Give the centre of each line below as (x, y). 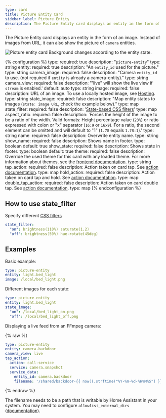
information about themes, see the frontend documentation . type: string (78, 162)
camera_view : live (24, 354)
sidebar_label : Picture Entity (37, 19)
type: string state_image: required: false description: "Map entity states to (80, 99)
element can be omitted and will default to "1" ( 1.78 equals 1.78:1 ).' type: (80, 130)
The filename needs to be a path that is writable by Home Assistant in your (81, 400)
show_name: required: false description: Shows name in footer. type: (75, 141)
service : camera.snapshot (36, 367)
